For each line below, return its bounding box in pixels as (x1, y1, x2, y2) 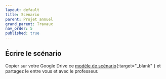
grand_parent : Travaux (5, 21, 53, 27)
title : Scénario (5, 12, 39, 17)
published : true (5, 31, 39, 36)
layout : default (5, 7, 39, 13)
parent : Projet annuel (5, 17, 53, 22)
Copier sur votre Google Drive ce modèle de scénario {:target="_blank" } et (5, 62, 161, 68)
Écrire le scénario (5, 49, 62, 58)
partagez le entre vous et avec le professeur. (5, 68, 99, 74)
